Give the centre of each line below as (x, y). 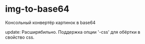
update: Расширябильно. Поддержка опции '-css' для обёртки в (73, 32)
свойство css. (20, 37)
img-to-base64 (37, 9)
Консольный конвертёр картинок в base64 (50, 22)
